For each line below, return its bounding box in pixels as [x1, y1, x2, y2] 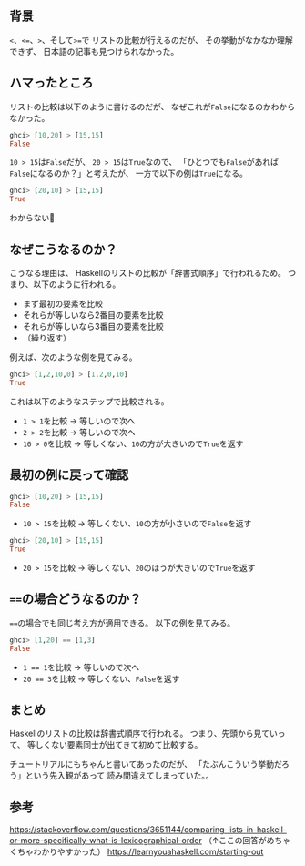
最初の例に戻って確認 [9, 467, 129, 483]
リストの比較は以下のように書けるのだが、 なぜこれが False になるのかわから [9, 101, 296, 112]
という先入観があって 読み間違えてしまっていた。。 [25, 770, 214, 781]
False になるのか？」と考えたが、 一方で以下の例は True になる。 [9, 168, 249, 179]
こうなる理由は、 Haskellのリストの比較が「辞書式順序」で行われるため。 [9, 267, 287, 278]
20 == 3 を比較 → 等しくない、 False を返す [22, 673, 180, 684]
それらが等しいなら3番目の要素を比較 [22, 321, 164, 331]
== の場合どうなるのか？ [9, 591, 142, 607]
